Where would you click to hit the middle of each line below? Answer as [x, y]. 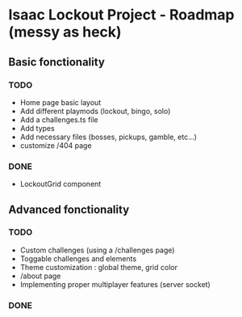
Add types [37, 128]
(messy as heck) [65, 32]
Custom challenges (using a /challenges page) [97, 250]
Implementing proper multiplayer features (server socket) [115, 284]
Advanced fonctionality [69, 209]
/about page [40, 276]
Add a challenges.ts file [59, 120]
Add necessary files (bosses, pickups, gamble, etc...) [108, 137]
